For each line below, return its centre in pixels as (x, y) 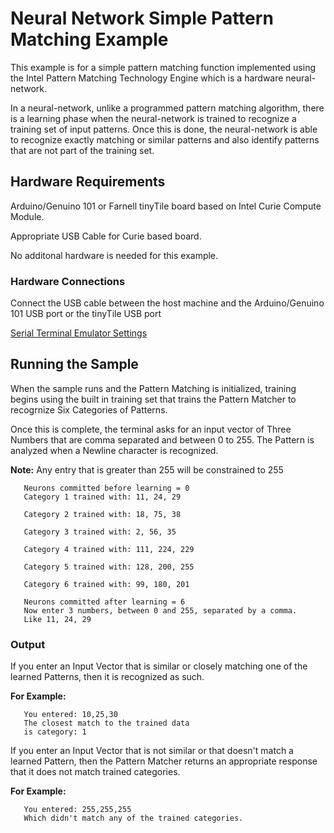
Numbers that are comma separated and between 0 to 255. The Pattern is (162, 439)
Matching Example (89, 39)
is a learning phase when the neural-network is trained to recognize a (153, 118)
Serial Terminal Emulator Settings (79, 333)
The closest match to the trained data (106, 723)
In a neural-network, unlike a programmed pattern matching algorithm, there (167, 108)
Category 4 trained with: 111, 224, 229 (109, 549)
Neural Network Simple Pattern (142, 18)
